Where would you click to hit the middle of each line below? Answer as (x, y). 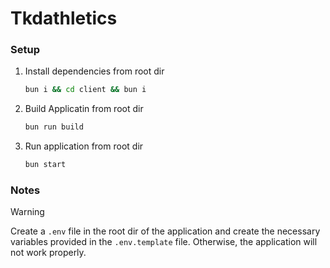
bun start (45, 165)
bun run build (54, 127)
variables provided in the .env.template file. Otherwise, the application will (164, 242)
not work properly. (48, 253)
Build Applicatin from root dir (84, 109)
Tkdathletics (64, 18)
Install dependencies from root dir (94, 71)
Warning (27, 212)
